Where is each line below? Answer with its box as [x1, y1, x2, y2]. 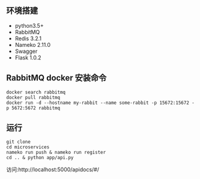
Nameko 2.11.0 [14, 41, 51, 48]
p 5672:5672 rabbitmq [6, 105, 61, 111]
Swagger [14, 47, 38, 55]
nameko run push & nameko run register [6, 150, 106, 156]
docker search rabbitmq [6, 89, 66, 95]
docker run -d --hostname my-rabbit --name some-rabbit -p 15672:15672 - [6, 100, 195, 106]
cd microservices [6, 144, 50, 150]
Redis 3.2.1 [14, 35, 42, 42]
